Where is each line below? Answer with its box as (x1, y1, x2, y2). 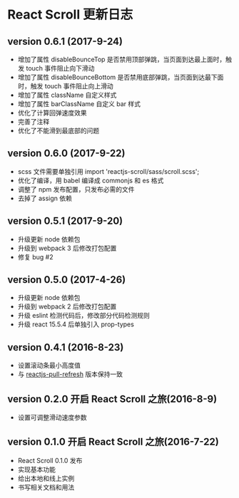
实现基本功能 (17, 465, 56, 474)
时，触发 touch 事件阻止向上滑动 (17, 82, 114, 90)
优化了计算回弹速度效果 (17, 108, 87, 117)
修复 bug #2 (17, 252, 54, 261)
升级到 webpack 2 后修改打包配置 (17, 302, 117, 311)
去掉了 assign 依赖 (17, 194, 73, 202)
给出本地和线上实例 (17, 474, 75, 482)
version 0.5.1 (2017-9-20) (7, 215, 123, 227)
